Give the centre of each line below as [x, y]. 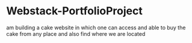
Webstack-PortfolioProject [74, 11]
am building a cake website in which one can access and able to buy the [96, 27]
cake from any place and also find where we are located [76, 33]
